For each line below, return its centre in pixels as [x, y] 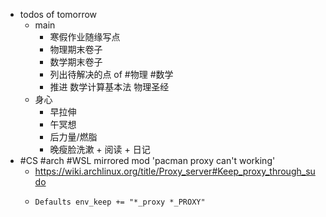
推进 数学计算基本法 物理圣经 [109, 87]
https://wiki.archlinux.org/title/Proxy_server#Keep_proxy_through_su [175, 171]
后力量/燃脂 [73, 137]
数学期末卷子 [76, 62]
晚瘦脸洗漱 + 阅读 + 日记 [100, 149]
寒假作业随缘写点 [85, 37]
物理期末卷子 [76, 49]
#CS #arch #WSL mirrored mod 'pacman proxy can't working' [147, 160]
